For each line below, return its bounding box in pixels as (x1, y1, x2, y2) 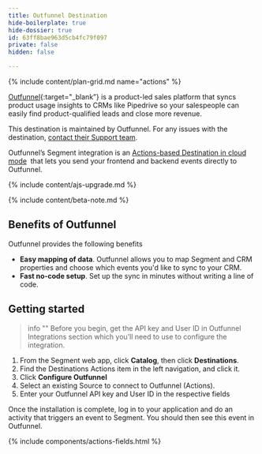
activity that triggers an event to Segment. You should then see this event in (8, 412, 255, 422)
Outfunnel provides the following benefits (8, 238, 144, 249)
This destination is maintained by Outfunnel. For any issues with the (8, 124, 228, 133)
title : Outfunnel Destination (8, 11, 108, 20)
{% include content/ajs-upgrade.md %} (8, 180, 137, 189)
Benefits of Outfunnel (8, 218, 117, 231)
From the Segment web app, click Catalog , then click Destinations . (19, 355, 239, 365)
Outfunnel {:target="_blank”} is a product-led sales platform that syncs (8, 92, 237, 101)
